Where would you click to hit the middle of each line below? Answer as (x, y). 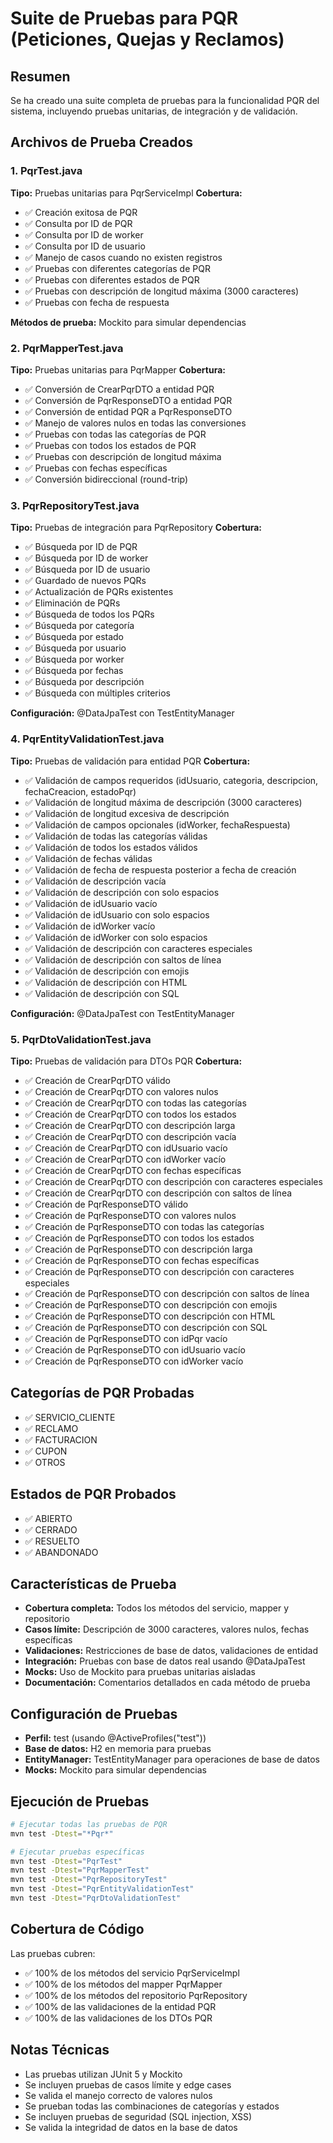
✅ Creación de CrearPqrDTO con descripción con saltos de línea (158, 1193)
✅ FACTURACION (61, 1439)
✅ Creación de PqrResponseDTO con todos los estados (139, 1238)
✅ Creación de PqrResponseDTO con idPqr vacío (126, 1338)
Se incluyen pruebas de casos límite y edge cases (128, 2084)
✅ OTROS (45, 1462)
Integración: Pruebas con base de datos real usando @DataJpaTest (165, 1661)
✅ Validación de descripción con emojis (107, 971)
